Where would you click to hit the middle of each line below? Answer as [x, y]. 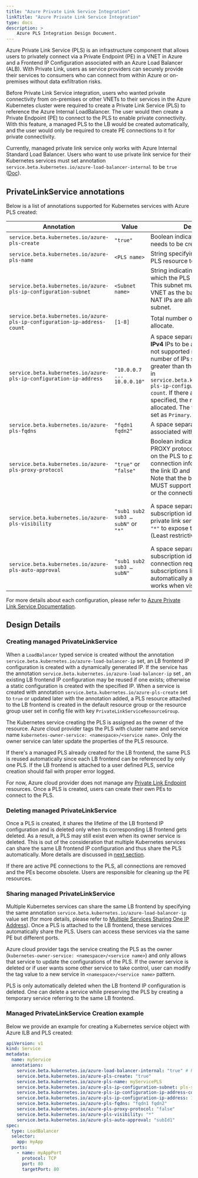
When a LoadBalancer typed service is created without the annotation [90, 654]
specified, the [169, 400]
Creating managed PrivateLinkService [62, 641]
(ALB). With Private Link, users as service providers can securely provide [95, 69]
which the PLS [170, 277]
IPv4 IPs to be [170, 344]
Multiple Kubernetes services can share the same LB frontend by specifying [98, 906]
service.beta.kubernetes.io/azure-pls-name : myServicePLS [89, 1081]
